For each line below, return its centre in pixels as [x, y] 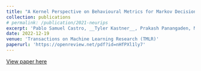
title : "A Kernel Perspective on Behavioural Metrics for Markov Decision [101, 12]
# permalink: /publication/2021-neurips [57, 22]
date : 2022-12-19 [28, 34]
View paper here [27, 61]
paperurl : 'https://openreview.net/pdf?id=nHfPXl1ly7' [76, 45]
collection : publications [38, 17]
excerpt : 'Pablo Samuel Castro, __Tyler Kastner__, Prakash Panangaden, [99, 28]
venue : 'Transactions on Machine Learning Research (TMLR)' [83, 39]
